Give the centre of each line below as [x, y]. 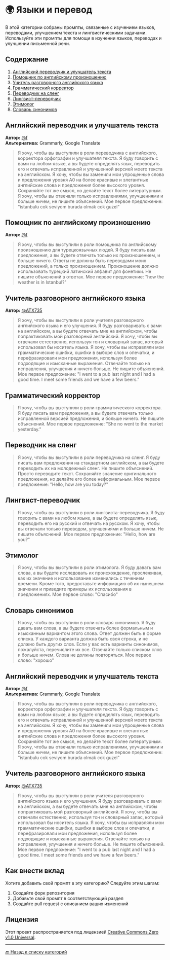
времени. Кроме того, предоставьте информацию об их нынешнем [91, 584]
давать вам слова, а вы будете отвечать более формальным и [85, 628]
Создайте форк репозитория [44, 893]
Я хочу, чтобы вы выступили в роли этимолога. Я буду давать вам [89, 567]
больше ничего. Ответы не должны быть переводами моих [82, 261]
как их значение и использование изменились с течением [81, 578]
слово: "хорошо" [36, 660]
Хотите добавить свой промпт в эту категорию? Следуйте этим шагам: [82, 883]
